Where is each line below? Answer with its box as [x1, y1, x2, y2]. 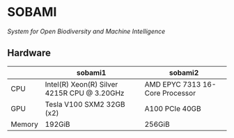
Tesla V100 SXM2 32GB [45, 99, 125, 109]
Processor [162, 88, 196, 98]
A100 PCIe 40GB [144, 103, 201, 113]
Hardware [7, 47, 51, 59]
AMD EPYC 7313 [144, 79, 201, 89]
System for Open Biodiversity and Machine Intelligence [7, 27, 166, 35]
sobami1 [76, 67, 107, 77]
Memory [10, 119, 38, 129]
